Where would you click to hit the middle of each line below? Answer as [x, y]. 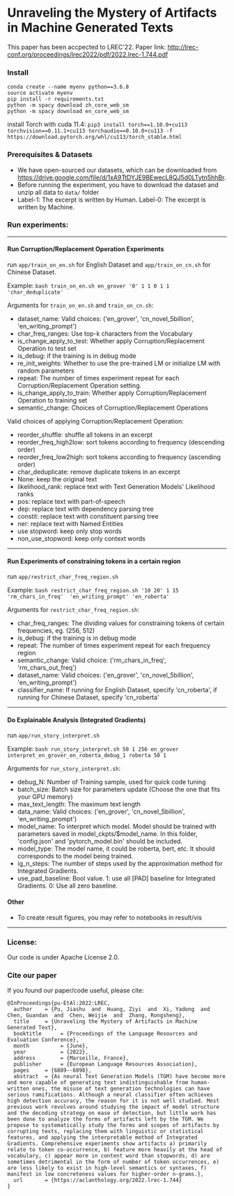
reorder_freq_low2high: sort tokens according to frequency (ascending [119, 457]
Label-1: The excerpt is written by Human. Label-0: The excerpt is [111, 200]
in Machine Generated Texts [91, 28]
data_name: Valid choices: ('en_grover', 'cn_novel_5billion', [101, 812]
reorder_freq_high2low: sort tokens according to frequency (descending [121, 442]
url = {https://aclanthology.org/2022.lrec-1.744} [98, 1181]
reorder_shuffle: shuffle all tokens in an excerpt [85, 435]
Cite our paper [32, 975]
